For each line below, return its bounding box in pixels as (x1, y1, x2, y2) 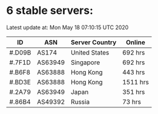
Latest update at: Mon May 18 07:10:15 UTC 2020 (6, 24, 129, 31)
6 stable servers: (6, 4, 94, 18)
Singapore (70, 58, 100, 67)
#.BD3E (9, 78, 31, 86)
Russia (70, 98, 90, 106)
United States (70, 48, 110, 56)
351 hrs (122, 87, 145, 96)
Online (126, 38, 145, 46)
